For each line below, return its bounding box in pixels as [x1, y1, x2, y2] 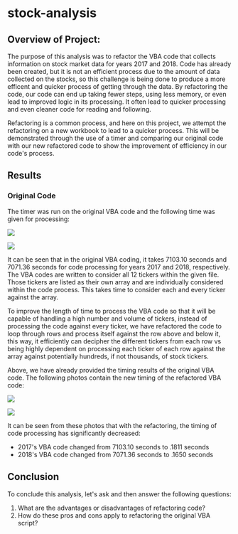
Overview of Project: [7, 33, 101, 46]
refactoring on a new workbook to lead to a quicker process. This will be [7, 127, 219, 134]
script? [17, 518, 38, 527]
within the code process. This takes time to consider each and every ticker [7, 285, 226, 294]
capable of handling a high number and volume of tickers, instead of [7, 314, 207, 323]
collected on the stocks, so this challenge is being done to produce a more [7, 75, 226, 83]
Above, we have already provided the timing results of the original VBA [7, 365, 215, 374]
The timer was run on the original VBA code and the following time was [7, 207, 215, 215]
